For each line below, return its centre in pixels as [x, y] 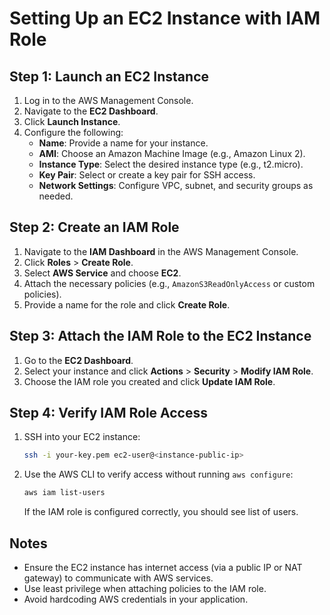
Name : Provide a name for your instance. [123, 143]
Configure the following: [73, 132]
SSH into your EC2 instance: [82, 437]
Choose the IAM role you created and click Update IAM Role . [149, 381]
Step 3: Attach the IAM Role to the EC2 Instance [160, 336]
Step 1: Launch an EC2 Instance [109, 76]
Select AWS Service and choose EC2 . [102, 273]
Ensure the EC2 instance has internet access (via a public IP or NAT [163, 567]
